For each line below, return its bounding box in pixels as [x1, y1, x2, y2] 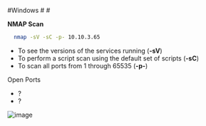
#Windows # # [7, 6, 51, 14]
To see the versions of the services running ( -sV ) [17, 46, 163, 55]
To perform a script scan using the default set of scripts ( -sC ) [17, 53, 200, 63]
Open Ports [7, 75, 41, 84]
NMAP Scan [7, 20, 44, 28]
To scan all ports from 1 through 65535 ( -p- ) [17, 61, 148, 70]
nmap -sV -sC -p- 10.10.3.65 [14, 33, 101, 41]
